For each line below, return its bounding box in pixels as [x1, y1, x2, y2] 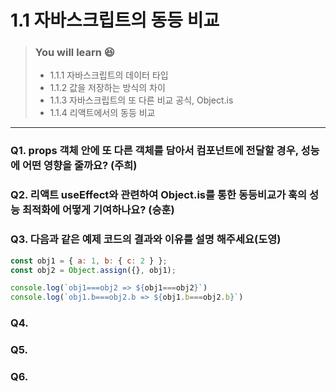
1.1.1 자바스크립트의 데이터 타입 [49, 69, 169, 81]
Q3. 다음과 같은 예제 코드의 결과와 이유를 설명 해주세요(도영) [10, 232, 282, 246]
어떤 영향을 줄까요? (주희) [21, 159, 138, 173]
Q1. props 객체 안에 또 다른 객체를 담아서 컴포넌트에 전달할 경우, [10, 144, 299, 158]
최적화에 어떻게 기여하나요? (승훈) [21, 203, 175, 217]
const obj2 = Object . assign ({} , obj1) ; [10, 265, 177, 275]
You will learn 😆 [34, 46, 115, 60]
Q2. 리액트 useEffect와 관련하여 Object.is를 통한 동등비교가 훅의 [10, 188, 308, 202]
